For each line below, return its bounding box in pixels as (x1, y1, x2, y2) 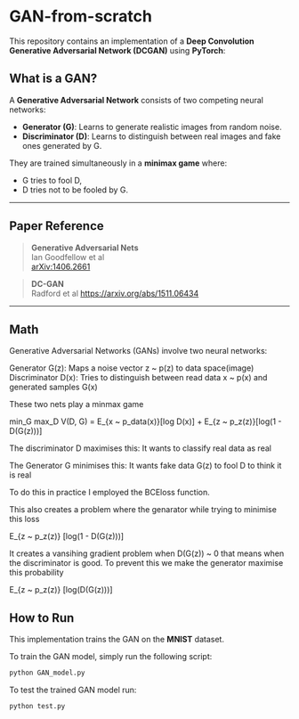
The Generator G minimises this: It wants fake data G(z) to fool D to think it (9, 461, 282, 471)
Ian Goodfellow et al (30, 251, 105, 262)
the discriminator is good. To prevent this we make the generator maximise (9, 558, 284, 568)
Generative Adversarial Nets (30, 242, 139, 253)
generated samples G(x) (9, 381, 98, 393)
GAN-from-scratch (9, 6, 153, 27)
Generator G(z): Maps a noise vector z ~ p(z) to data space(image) (9, 363, 255, 373)
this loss (9, 514, 40, 525)
